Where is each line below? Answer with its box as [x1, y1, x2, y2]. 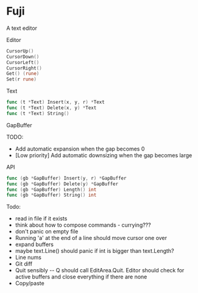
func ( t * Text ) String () [6, 110, 69, 116]
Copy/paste [15, 280, 44, 287]
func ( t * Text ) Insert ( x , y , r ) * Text [6, 99, 105, 105]
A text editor [6, 24, 38, 32]
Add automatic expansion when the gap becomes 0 [15, 145, 145, 152]
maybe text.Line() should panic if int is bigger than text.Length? [15, 247, 175, 255]
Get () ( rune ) [6, 71, 40, 77]
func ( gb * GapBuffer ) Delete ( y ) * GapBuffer [6, 181, 119, 187]
